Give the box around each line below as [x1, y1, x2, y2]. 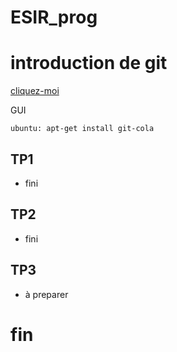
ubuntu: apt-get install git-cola [10, 124, 155, 134]
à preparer [24, 288, 69, 300]
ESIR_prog [10, 6, 98, 29]
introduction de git [10, 52, 168, 75]
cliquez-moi [10, 85, 60, 97]
